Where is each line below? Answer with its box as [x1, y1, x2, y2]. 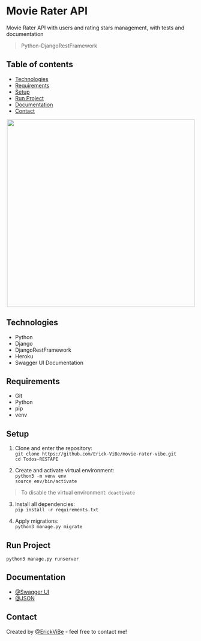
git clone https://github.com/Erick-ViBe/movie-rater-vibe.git [14, 451, 177, 457]
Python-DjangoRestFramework [20, 42, 98, 49]
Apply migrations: [14, 517, 59, 525]
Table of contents [6, 59, 73, 70]
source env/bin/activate [14, 478, 77, 484]
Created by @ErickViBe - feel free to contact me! [6, 628, 127, 635]
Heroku [14, 352, 34, 360]
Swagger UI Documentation [14, 359, 84, 366]
